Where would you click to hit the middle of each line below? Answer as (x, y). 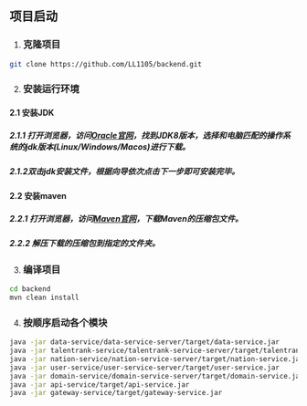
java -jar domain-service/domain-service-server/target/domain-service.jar (157, 376)
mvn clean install (44, 298)
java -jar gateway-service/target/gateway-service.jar (116, 393)
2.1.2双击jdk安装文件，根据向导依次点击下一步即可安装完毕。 (125, 172)
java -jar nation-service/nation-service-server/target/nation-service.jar (157, 359)
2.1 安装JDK (32, 113)
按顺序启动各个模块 (65, 322)
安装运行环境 (51, 89)
